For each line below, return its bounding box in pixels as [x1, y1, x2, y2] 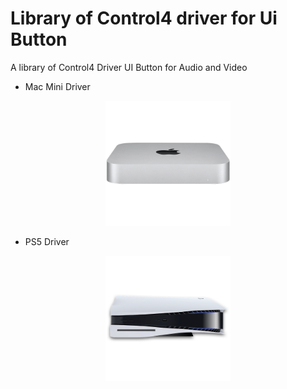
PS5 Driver [24, 235, 70, 247]
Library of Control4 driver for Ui [10, 7, 278, 30]
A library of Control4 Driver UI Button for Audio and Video [10, 61, 248, 73]
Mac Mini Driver [24, 80, 91, 92]
